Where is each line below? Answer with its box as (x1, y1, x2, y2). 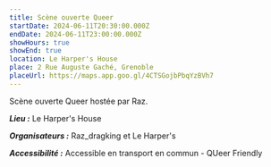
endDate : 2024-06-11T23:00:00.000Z (9, 29, 142, 38)
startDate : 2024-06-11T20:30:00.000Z (9, 21, 150, 30)
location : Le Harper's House (9, 54, 118, 63)
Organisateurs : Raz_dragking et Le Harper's (9, 130, 176, 141)
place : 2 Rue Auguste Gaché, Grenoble (9, 63, 154, 72)
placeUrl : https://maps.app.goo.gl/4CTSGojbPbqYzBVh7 (9, 71, 215, 80)
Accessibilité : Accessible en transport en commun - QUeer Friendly (9, 147, 263, 158)
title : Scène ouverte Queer (9, 13, 114, 22)
